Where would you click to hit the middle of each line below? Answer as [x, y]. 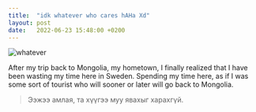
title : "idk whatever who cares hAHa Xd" [79, 15]
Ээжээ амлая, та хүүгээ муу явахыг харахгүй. [105, 100]
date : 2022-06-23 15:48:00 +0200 [67, 30]
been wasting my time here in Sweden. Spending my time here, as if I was [128, 77]
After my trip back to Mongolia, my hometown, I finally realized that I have [128, 68]
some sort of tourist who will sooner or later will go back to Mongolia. [121, 84]
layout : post [30, 23]
